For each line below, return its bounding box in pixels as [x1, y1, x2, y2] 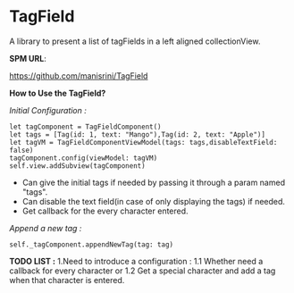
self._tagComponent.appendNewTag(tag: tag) [9, 239, 174, 249]
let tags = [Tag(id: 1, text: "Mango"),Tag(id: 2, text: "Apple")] [9, 130, 266, 139]
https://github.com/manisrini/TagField [9, 70, 148, 81]
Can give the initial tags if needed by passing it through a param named [21, 177, 286, 188]
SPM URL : [9, 53, 47, 63]
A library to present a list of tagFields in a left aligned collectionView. [9, 36, 261, 46]
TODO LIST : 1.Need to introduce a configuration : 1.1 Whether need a [9, 255, 264, 266]
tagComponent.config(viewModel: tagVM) [9, 154, 158, 163]
